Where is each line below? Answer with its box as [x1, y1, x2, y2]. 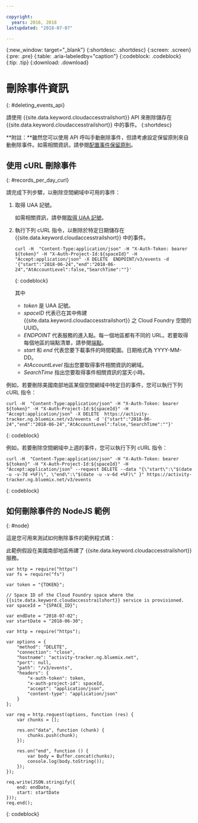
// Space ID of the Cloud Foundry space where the [6, 592, 134, 598]
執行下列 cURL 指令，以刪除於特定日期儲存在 [14, 227, 125, 234]
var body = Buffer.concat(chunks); [27, 753, 116, 759]
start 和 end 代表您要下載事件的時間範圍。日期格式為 [23, 347, 153, 354]
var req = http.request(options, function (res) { [6, 711, 134, 717]
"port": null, [17, 660, 52, 666]
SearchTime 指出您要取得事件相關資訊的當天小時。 [23, 369, 148, 376]
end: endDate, [17, 784, 52, 790]
